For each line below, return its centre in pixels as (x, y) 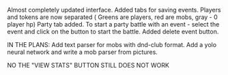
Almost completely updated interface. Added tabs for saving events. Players (114, 10)
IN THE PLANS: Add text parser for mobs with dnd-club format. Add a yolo (112, 45)
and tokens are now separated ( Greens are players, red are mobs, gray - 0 (113, 17)
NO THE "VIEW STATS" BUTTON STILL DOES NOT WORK (88, 65)
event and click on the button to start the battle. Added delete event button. (113, 31)
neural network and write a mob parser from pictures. (83, 52)
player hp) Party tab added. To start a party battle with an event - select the (113, 24)
